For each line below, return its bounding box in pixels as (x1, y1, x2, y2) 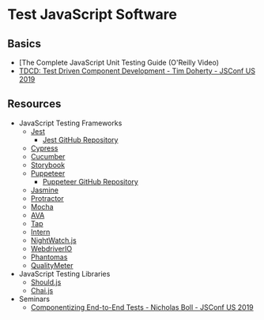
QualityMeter (30, 260, 74, 270)
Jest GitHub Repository (42, 135, 119, 144)
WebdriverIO (30, 244, 73, 253)
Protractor (30, 193, 64, 203)
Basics (7, 37, 41, 50)
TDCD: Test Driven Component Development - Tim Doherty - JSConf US (18, 66, 256, 76)
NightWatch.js (30, 235, 77, 245)
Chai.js (30, 285, 54, 295)
